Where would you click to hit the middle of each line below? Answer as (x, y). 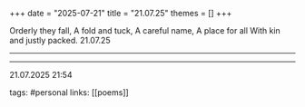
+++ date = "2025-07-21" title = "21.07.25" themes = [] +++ (121, 13)
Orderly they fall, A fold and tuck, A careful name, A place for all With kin (145, 30)
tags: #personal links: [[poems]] (69, 92)
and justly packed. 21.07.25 (60, 40)
